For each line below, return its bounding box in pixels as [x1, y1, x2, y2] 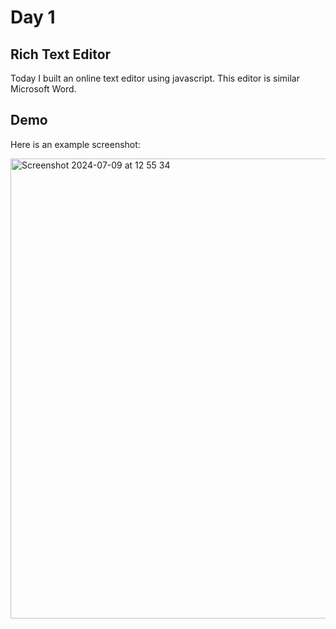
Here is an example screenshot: [10, 138, 141, 150]
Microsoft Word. [10, 83, 77, 95]
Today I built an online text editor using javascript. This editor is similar [10, 72, 300, 84]
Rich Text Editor [10, 46, 112, 63]
